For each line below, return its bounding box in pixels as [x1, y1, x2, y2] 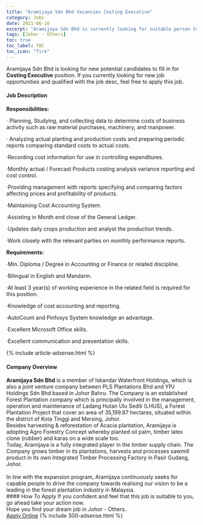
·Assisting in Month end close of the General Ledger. [6, 213, 137, 220]
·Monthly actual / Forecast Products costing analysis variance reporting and [6, 165, 195, 172]
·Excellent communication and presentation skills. [6, 337, 130, 345]
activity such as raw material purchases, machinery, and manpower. [6, 123, 176, 130]
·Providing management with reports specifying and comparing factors [6, 183, 182, 191]
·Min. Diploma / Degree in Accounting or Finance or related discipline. [6, 260, 179, 268]
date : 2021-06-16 [6, 20, 50, 26]
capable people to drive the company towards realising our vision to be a [6, 480, 188, 487]
